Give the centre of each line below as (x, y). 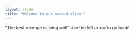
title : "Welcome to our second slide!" (45, 14)
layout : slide (19, 9)
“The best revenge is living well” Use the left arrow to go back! (67, 27)
